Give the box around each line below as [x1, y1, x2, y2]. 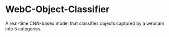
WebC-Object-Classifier [5, 4, 110, 15]
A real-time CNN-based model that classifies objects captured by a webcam [5, 20, 164, 26]
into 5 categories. [5, 25, 42, 31]
